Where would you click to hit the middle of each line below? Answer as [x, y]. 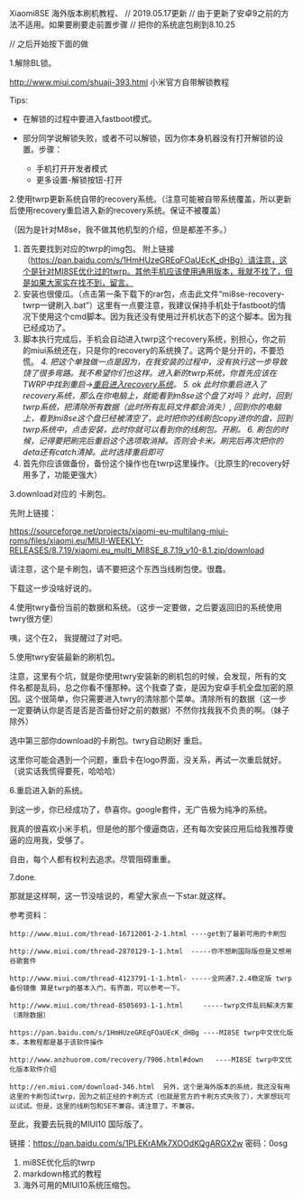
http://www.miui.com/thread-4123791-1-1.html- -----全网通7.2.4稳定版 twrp [151, 979]
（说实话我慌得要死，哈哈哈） [64, 771]
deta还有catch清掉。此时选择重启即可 [93, 452]
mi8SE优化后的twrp [59, 1162]
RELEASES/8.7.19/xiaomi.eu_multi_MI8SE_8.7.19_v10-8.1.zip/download [137, 550]
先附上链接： [33, 513]
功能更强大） [78, 474]
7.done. [23, 877]
